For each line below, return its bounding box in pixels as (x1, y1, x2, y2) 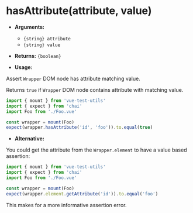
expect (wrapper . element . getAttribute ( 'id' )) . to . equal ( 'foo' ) (6, 191, 158, 197)
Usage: (14, 63, 33, 71)
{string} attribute (23, 36, 71, 42)
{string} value (23, 42, 60, 48)
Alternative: (14, 135, 45, 142)
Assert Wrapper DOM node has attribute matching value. (6, 75, 140, 82)
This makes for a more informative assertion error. (6, 201, 127, 208)
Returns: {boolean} (14, 52, 61, 59)
